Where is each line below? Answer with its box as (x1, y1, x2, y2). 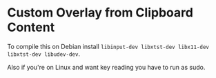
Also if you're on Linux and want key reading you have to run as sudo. (7, 63, 206, 71)
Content (7, 19, 55, 35)
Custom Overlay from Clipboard (7, 5, 193, 21)
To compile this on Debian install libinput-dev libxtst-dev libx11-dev (7, 42, 209, 50)
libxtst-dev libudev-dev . (7, 50, 81, 58)
